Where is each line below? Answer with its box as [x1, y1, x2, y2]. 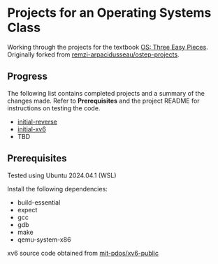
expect [17, 205, 38, 214]
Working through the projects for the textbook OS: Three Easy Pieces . [7, 43, 208, 51]
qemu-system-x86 [17, 235, 71, 244]
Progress [7, 71, 48, 82]
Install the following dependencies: [7, 184, 108, 193]
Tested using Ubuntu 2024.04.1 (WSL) [7, 171, 117, 179]
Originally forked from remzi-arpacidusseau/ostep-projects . [7, 50, 180, 59]
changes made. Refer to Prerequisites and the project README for [7, 96, 201, 105]
